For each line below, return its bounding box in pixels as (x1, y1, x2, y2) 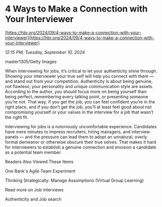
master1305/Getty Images (5, 59, 57, 64)
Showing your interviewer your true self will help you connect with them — (5, 73, 154, 79)
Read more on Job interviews (5, 187, 64, 192)
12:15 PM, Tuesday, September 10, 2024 (5, 49, 85, 55)
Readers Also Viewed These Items (5, 159, 74, 164)
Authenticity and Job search (5, 196, 62, 202)
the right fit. (5, 114, 29, 120)
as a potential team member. (5, 149, 62, 155)
